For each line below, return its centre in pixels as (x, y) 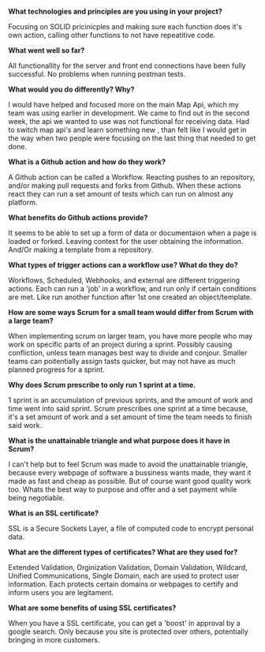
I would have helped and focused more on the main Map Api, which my (123, 105)
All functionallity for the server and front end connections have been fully (127, 66)
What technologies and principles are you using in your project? (115, 11)
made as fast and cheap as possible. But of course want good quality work (130, 481)
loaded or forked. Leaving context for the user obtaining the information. (126, 241)
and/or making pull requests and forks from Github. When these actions (125, 185)
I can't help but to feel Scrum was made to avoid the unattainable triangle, (128, 464)
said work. (25, 425)
